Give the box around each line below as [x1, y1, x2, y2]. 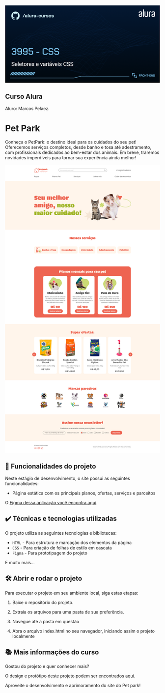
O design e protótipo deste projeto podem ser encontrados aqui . [5, 673, 136, 679]
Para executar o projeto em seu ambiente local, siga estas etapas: [5, 590, 138, 596]
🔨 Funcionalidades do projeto [5, 462, 96, 471]
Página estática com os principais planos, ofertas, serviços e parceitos [12, 490, 156, 496]
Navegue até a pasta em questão [12, 618, 80, 624]
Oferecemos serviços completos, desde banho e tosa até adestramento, [5, 144, 152, 150]
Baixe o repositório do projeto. [12, 599, 74, 605]
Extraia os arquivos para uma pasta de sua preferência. [12, 609, 124, 615]
